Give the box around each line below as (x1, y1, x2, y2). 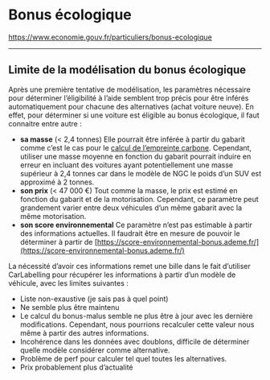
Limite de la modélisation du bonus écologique (8, 63, 247, 77)
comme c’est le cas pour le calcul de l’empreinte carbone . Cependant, (19, 142, 252, 152)
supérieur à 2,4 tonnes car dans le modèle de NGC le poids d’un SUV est (19, 168, 262, 178)
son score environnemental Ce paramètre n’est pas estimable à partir (19, 220, 253, 229)
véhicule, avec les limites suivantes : (8, 278, 129, 287)
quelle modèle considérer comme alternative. (19, 345, 170, 355)
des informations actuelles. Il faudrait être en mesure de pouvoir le (19, 228, 240, 238)
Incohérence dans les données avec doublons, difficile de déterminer (19, 337, 250, 346)
